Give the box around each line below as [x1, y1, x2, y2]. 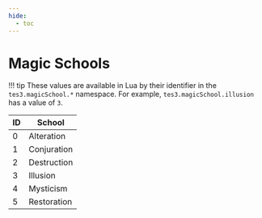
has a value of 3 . [8, 98, 63, 107]
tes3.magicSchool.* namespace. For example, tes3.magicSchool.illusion [8, 90, 255, 99]
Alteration [28, 131, 66, 142]
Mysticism [28, 183, 68, 195]
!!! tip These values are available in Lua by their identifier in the [8, 81, 217, 90]
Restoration [28, 196, 73, 208]
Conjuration [28, 144, 74, 155]
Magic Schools [8, 54, 111, 73]
